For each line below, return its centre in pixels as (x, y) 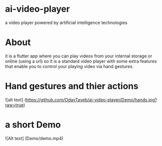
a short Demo (33, 125)
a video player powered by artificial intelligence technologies (66, 23)
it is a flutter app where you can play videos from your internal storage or (79, 56)
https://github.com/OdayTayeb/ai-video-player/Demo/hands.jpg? (92, 99)
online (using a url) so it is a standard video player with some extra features (81, 61)
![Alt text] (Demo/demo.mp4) (34, 138)
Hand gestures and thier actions (72, 86)
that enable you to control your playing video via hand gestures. (69, 66)
